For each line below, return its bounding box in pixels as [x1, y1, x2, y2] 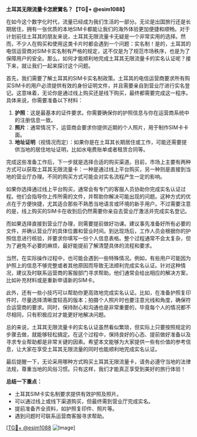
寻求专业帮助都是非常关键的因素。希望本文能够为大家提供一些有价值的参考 [6, 338, 186, 345]
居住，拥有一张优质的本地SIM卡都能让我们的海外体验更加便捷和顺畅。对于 [11, 26, 191, 32]
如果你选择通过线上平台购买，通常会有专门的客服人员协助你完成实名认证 [6, 186, 181, 193]
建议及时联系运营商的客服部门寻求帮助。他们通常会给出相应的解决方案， [16, 270, 191, 276]
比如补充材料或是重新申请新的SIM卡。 [6, 277, 98, 284]
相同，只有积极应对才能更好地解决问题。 [11, 311, 109, 318]
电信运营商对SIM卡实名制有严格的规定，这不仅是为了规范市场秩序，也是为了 [6, 48, 191, 55]
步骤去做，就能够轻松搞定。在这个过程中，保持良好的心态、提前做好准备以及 [6, 331, 191, 338]
